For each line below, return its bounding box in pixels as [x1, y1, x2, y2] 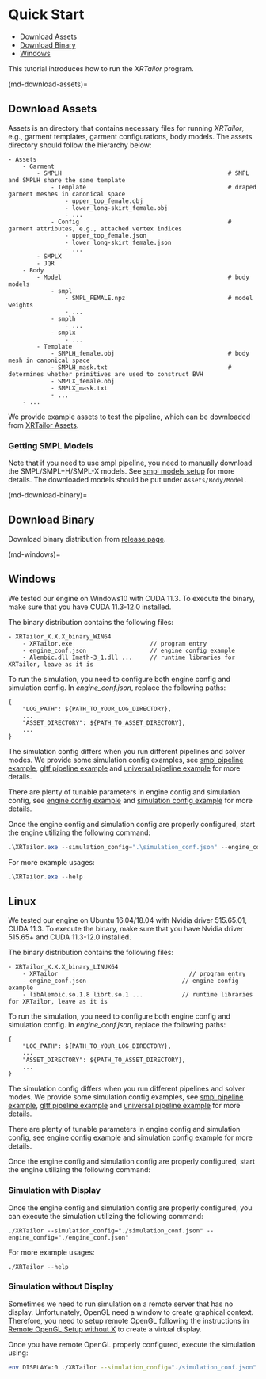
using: [8, 1348, 28, 1358]
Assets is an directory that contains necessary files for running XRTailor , [8, 123, 245, 132]
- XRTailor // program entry [22, 970, 246, 978]
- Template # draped [50, 183, 257, 191]
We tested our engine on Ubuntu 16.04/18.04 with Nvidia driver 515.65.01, [8, 916, 248, 925]
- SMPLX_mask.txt [50, 384, 108, 392]
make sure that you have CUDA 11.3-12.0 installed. [8, 602, 172, 611]
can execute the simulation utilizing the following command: [8, 1211, 203, 1221]
